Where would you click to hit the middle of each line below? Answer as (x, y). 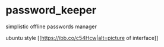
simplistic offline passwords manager (51, 26)
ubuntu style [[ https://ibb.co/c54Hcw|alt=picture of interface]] (82, 38)
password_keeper (51, 10)
